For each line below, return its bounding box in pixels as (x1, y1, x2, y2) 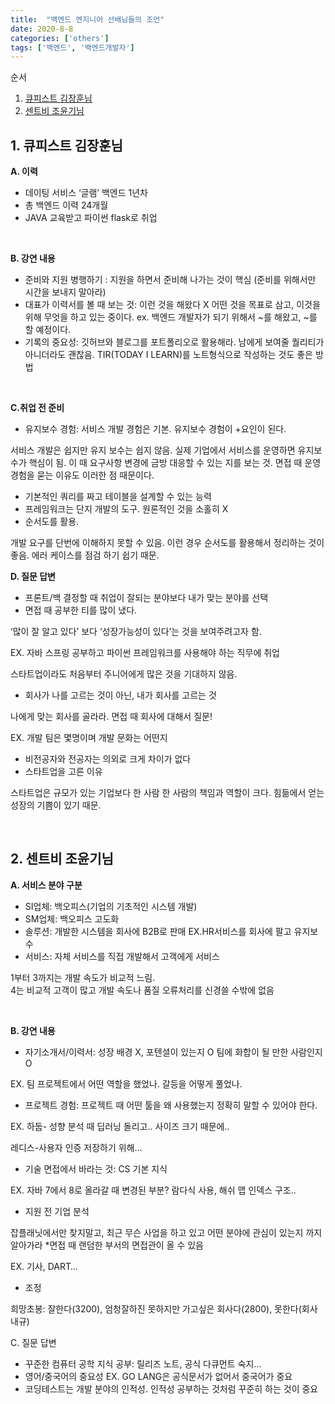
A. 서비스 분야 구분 (10, 879, 83, 891)
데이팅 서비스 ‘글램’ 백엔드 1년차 (24, 187, 148, 199)
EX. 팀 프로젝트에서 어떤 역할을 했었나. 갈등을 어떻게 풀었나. (10, 1077, 243, 1090)
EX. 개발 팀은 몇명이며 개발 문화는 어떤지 (10, 732, 168, 744)
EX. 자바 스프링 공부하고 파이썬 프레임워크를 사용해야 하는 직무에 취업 (10, 647, 280, 659)
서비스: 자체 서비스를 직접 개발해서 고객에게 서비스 (24, 950, 220, 962)
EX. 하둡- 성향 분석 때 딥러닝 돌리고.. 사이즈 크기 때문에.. (10, 1120, 230, 1132)
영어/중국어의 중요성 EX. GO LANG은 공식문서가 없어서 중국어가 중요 (24, 1370, 293, 1382)
